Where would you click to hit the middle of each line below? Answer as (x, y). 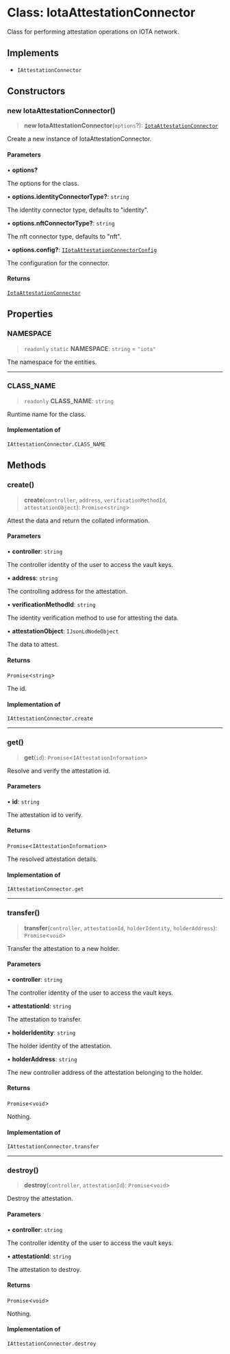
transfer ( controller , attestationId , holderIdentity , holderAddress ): (120, 928)
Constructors (36, 92)
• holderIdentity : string (41, 1032)
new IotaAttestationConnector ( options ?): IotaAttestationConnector (121, 125)
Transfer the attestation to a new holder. (64, 948)
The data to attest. (33, 644)
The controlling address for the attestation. (67, 591)
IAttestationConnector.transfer (53, 1147)
